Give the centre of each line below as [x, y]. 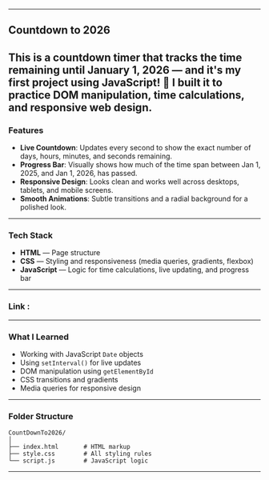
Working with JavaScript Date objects [82, 354]
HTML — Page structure [60, 253]
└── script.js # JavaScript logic [78, 461]
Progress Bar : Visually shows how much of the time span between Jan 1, [140, 165]
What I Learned [39, 337]
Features [26, 130]
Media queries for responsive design [80, 388]
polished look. [43, 207]
